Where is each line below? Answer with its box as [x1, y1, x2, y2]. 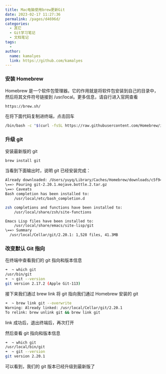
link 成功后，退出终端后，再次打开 [5, 319, 74, 325]
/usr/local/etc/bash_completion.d [14, 196, 85, 201]
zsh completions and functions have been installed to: [5, 205, 123, 210]
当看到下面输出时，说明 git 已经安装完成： [5, 167, 91, 174]
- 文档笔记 [9, 35, 29, 40]
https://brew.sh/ [5, 104, 41, 109]
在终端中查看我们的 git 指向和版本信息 [5, 257, 83, 263]
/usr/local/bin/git [5, 345, 45, 350]
